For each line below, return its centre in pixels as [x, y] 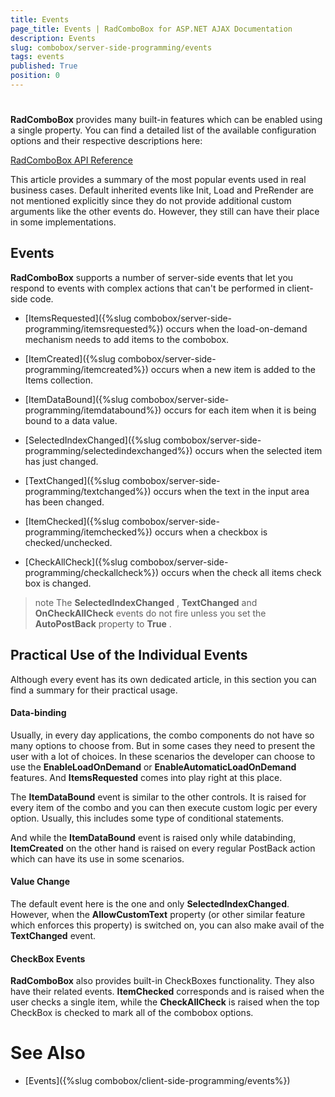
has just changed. [61, 461]
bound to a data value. [71, 420]
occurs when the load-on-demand [236, 328]
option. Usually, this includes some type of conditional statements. [147, 818]
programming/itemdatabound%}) [93, 410]
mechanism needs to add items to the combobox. [127, 339]
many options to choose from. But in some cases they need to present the [163, 745]
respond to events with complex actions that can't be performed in [147, 288]
